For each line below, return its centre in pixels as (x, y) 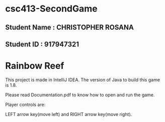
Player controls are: (25, 104)
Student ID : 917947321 (42, 44)
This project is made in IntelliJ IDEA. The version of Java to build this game (82, 80)
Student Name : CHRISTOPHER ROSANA (70, 27)
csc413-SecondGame (51, 9)
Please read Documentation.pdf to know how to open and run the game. (80, 95)
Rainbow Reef (35, 66)
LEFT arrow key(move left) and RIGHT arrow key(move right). (69, 114)
